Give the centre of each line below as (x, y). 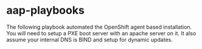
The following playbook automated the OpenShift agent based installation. (99, 27)
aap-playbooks (46, 10)
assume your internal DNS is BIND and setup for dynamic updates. (90, 39)
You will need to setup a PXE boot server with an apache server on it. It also (101, 33)
